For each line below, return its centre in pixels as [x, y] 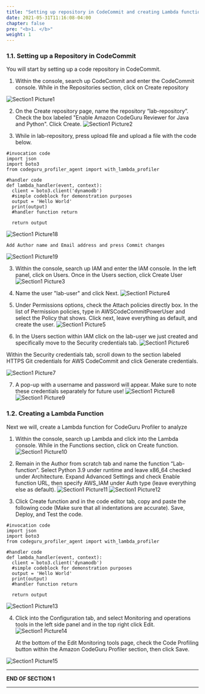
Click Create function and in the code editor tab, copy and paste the [100, 501]
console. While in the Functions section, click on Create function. [97, 445]
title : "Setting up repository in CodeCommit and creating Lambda [92, 12]
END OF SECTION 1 [31, 678]
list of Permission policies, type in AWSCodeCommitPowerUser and [100, 312]
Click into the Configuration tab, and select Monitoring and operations [103, 618]
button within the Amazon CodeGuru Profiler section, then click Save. [102, 649]
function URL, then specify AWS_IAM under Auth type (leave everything [106, 483]
